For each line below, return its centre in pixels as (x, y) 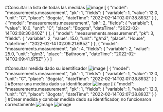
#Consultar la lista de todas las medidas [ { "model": (66, 8)
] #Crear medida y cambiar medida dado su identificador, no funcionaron (78, 99)
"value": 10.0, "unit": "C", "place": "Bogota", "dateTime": (61, 28)
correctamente (20, 104)
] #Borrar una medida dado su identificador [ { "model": (70, 84)
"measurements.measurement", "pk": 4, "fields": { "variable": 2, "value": (77, 49)
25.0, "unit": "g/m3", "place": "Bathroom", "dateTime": (59, 54)
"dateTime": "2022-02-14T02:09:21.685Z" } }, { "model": (62, 43)
